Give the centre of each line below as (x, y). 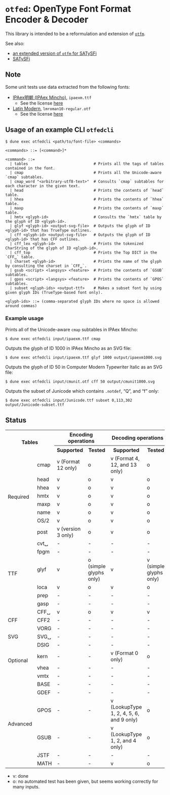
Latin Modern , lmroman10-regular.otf (52, 108)
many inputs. (26, 786)
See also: (15, 43)
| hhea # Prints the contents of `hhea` (87, 199)
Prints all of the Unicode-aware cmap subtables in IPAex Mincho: (72, 329)
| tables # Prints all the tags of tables (87, 164)
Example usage (25, 319)
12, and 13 (124, 465)
